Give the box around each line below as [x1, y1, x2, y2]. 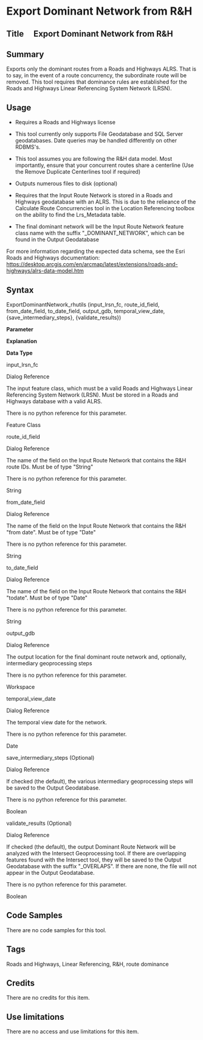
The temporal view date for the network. [6, 719, 108, 726]
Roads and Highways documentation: [6, 254, 100, 261]
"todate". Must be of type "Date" [6, 594, 88, 601]
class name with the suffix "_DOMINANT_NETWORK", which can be [15, 230, 185, 237]
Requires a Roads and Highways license [15, 119, 115, 126]
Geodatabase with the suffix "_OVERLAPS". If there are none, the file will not [6, 863, 197, 870]
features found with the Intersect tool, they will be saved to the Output [6, 856, 182, 863]
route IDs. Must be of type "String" [6, 463, 94, 470]
